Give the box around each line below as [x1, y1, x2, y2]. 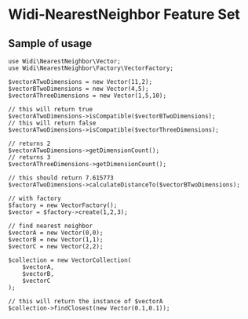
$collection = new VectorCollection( [8, 256, 132, 264]
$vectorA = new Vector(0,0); [8, 229, 104, 237]
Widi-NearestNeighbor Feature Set [8, 5, 241, 24]
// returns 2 [8, 140, 51, 147]
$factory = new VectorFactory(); [8, 201, 118, 209]
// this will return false [8, 119, 97, 127]
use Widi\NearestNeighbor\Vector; [8, 57, 122, 65]
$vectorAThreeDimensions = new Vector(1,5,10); [8, 92, 167, 100]
